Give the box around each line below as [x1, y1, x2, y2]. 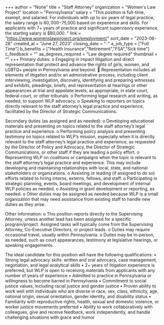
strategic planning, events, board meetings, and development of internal [5, 181, 151, 186]
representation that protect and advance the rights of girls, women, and [5, 61, 149, 67]
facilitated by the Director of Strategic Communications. [5, 108, 117, 114]
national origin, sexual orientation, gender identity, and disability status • [5, 294, 152, 299]
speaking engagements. [5, 243, 54, 248]
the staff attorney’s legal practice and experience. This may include [5, 160, 141, 165]
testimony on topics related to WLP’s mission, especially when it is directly [5, 134, 155, 139]
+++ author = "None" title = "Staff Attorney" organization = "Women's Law [5, 4, 156, 10]
